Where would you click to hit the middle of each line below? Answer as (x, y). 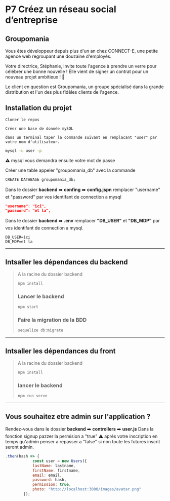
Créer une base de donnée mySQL (39, 128)
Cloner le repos (22, 120)
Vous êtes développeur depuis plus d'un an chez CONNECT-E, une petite (82, 51)
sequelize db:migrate (40, 330)
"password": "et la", (28, 211)
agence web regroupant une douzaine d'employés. (58, 56)
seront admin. (20, 447)
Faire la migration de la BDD (52, 320)
